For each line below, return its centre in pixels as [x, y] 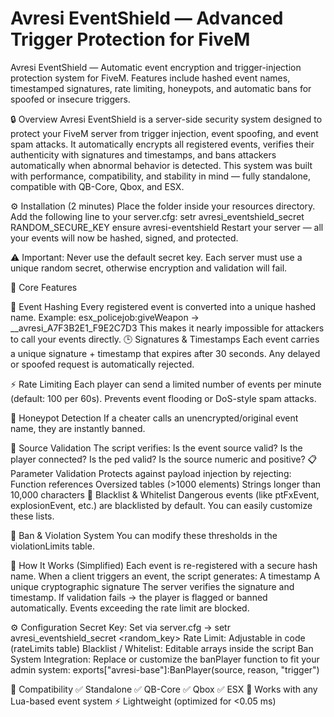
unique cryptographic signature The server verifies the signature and [152, 586]
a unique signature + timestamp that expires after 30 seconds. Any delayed [165, 353]
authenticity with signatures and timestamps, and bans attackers [143, 154]
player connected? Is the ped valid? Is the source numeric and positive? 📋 [164, 459]
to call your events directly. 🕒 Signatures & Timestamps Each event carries [165, 339]
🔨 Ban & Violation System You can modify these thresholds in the [144, 535]
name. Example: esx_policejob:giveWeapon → [105, 317]
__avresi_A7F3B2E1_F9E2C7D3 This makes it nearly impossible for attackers [167, 328]
